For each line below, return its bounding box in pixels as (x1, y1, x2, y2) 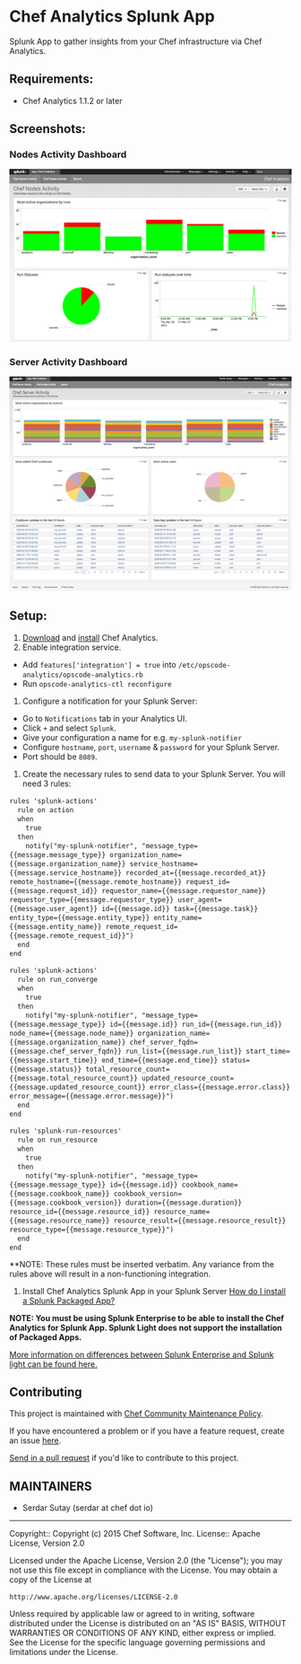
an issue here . (9, 1435, 62, 1446)
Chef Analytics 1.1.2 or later (21, 95, 123, 106)
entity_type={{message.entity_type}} (9, 913, 150, 922)
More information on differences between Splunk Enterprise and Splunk (9, 1349, 275, 1360)
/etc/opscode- (177, 661, 231, 670)
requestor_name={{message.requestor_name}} (101, 886, 267, 895)
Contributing (9, 1384, 82, 1399)
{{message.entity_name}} (9, 922, 102, 931)
